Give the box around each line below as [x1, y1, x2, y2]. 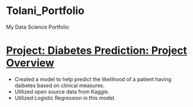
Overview [6, 57, 55, 70]
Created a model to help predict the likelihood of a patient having [14, 75, 172, 82]
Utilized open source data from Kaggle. [14, 88, 110, 95]
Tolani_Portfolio [6, 4, 85, 18]
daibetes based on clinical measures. [14, 82, 105, 89]
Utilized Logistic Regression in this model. [14, 94, 116, 101]
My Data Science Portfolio [6, 23, 69, 30]
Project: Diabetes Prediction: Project [6, 44, 188, 57]
